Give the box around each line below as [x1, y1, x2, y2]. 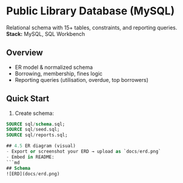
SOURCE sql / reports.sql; [6, 132, 68, 138]
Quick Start [6, 94, 49, 104]
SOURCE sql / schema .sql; [6, 121, 66, 127]
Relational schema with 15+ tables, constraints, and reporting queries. [6, 24, 178, 31]
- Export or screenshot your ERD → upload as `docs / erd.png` [6, 148, 162, 155]
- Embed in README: [6, 154, 55, 160]
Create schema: [14, 109, 54, 117]
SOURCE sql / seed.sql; [6, 127, 60, 133]
